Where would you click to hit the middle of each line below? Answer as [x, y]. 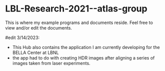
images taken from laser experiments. [51, 63]
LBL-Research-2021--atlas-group [76, 9]
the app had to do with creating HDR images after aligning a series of [83, 57]
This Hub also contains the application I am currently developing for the [86, 47]
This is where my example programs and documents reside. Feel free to [79, 22]
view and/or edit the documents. [39, 27]
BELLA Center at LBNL [35, 52]
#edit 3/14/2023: [22, 37]
